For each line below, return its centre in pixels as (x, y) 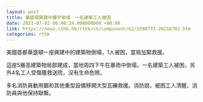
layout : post (23, 12)
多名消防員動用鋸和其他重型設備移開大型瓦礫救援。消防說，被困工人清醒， (99, 86)
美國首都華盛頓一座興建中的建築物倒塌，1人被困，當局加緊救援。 (87, 53)
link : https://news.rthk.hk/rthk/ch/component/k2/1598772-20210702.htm (98, 29)
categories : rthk (28, 34)
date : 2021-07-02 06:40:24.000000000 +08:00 (63, 23)
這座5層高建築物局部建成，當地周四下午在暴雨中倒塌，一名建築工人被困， (98, 65)
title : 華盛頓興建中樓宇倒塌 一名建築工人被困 (59, 18)
